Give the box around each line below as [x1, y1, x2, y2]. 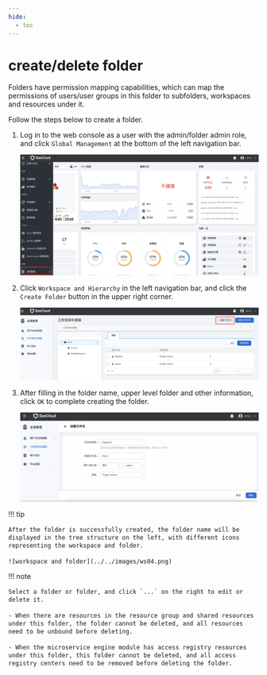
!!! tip [8, 509, 25, 518]
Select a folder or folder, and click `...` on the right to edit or [8, 588, 244, 595]
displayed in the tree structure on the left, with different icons [8, 533, 240, 541]
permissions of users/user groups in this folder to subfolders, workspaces [8, 91, 251, 101]
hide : [8, 13, 26, 21]
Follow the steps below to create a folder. [8, 115, 143, 125]
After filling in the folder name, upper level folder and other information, [19, 388, 254, 398]
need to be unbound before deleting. [8, 627, 133, 635]
